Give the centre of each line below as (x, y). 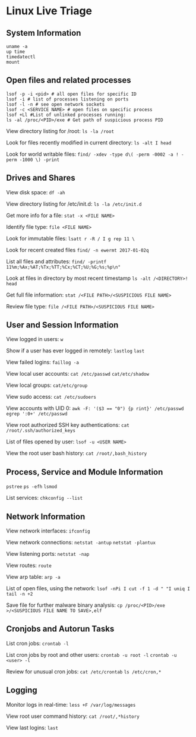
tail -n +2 (20, 594)
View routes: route (29, 565)
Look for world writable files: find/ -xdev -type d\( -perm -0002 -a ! (93, 154)
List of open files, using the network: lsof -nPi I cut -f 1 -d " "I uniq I (98, 588)
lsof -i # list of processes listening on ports (67, 99)
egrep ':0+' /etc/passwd (37, 414)
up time (16, 52)
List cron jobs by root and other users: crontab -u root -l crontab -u (91, 654)
